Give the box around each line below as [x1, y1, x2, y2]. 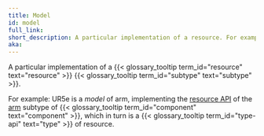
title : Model [8, 11, 51, 20]
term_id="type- [206, 111, 256, 120]
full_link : [8, 26, 44, 34]
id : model [8, 19, 41, 27]
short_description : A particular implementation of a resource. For [8, 33, 237, 42]
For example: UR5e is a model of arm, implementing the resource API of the [8, 94, 253, 104]
